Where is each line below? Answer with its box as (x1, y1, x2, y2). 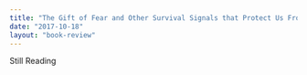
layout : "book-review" (9, 30, 96, 39)
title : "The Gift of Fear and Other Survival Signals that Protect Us (9, 13, 284, 23)
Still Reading (9, 56, 57, 67)
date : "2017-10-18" (9, 22, 84, 31)
